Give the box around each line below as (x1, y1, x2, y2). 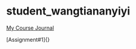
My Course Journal (6, 24, 54, 31)
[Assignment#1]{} (6, 36, 50, 43)
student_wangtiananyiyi (6, 4, 131, 18)
